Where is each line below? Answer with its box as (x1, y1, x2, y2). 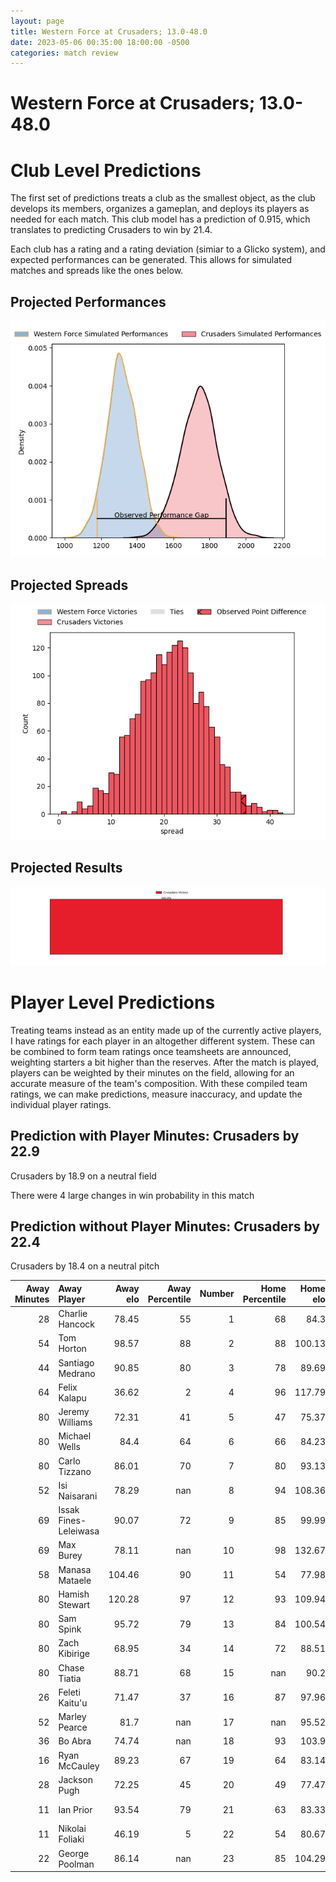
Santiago (58, 1356, 95, 1369)
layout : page (10, 16, 65, 26)
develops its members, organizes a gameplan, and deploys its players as (10, 203, 310, 215)
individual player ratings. (10, 1098, 112, 1110)
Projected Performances (10, 293, 167, 310)
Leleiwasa (58, 1525, 100, 1537)
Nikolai (58, 1823, 87, 1835)
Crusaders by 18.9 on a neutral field (10, 1170, 157, 1182)
